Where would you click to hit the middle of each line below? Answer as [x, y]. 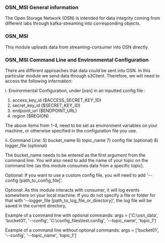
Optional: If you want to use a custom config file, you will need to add [75, 175]
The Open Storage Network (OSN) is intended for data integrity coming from [83, 18]
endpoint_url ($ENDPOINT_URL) [45, 111]
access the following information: [39, 81]
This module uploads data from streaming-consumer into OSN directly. [77, 47]
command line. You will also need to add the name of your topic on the [77, 160]
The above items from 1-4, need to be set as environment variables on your [81, 125]
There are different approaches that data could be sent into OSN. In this [78, 70]
